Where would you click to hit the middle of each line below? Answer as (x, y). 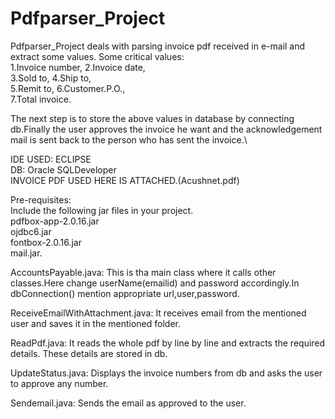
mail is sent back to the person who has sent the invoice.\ (129, 139)
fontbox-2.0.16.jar (46, 242)
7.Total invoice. (41, 99)
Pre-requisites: (41, 199)
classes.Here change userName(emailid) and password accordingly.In (155, 283)
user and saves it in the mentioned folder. (96, 323)
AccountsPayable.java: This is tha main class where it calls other (143, 272)
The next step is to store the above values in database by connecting (152, 118)
